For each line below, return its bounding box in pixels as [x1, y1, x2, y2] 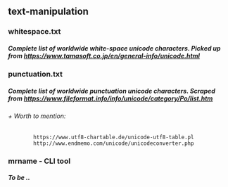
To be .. [8, 174, 30, 182]
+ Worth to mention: [8, 112, 66, 120]
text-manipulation [8, 6, 89, 18]
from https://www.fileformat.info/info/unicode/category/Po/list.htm [8, 94, 213, 103]
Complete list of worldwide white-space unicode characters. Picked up [8, 44, 221, 52]
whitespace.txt [8, 27, 61, 37]
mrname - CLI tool [8, 156, 71, 166]
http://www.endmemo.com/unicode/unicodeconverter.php [33, 140, 194, 147]
